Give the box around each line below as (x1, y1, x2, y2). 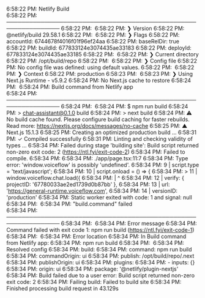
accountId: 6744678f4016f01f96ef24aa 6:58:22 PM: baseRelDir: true (6, 38, 179, 45)
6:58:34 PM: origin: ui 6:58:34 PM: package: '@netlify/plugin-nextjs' (6, 266, 179, 272)
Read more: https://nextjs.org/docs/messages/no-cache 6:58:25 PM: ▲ (6, 122, 188, 129)
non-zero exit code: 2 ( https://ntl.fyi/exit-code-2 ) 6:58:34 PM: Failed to (6, 148, 185, 155)
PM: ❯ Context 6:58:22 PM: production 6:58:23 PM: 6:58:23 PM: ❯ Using (6, 70, 193, 77)
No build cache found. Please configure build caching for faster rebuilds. (6, 116, 190, 123)
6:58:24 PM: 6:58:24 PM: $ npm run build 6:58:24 (61, 103, 188, 110)
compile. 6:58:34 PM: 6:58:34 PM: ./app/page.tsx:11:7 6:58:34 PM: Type (6, 155, 188, 162)
